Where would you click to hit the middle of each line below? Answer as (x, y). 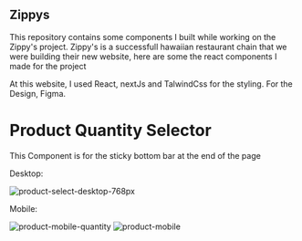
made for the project (48, 66)
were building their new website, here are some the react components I (143, 56)
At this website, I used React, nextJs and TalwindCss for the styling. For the (151, 84)
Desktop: (26, 173)
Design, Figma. (38, 93)
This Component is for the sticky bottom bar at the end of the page (135, 155)
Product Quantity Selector (110, 131)
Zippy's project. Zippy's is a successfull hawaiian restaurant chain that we (148, 47)
